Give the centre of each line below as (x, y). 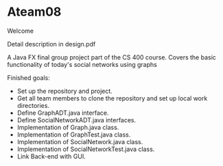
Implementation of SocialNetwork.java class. (80, 141)
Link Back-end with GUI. (51, 156)
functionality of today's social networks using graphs (82, 64)
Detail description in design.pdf (51, 44)
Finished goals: (28, 78)
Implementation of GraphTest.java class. (74, 135)
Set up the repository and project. (65, 91)
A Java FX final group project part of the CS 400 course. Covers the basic (111, 57)
